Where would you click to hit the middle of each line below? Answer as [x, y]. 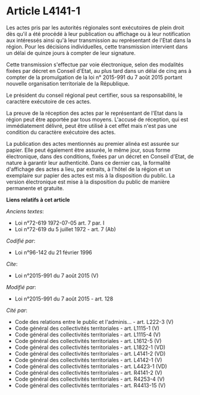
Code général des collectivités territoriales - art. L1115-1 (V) [87, 328]
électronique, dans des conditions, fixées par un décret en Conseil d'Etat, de [100, 156]
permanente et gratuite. [35, 188]
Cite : [12, 264]
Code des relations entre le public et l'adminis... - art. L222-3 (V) [94, 321]
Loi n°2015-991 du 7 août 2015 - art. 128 [64, 298]
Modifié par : [21, 287]
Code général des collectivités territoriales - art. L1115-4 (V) [87, 334]
